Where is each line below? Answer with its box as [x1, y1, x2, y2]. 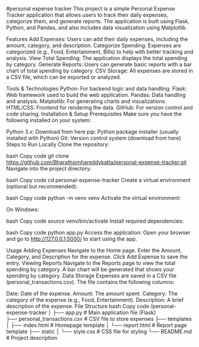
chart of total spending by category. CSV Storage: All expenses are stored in [6, 67, 193, 74]
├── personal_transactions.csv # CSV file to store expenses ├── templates [6, 315, 192, 322]
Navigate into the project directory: [6, 165, 92, 172]
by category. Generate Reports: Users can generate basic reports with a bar [6, 61, 192, 68]
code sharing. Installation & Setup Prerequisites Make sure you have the [6, 110, 182, 117]
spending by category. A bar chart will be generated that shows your [6, 266, 175, 273]
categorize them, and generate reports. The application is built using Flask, [6, 18, 190, 24]
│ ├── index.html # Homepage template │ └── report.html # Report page [6, 321, 187, 329]
